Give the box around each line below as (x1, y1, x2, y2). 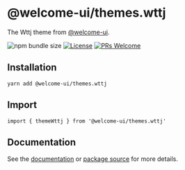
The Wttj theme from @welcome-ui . (7, 28, 110, 36)
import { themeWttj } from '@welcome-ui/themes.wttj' (7, 117, 167, 125)
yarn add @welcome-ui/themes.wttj (7, 80, 108, 87)
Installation (7, 61, 57, 74)
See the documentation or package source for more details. (7, 155, 179, 163)
